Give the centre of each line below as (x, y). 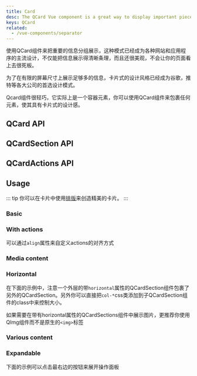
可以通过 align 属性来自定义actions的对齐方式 (60, 243)
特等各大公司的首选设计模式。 (42, 85)
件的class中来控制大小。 (36, 302)
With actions (25, 229)
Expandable (23, 353)
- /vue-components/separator (47, 33)
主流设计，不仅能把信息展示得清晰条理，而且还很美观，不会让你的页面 (101, 58)
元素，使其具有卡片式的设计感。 (45, 105)
